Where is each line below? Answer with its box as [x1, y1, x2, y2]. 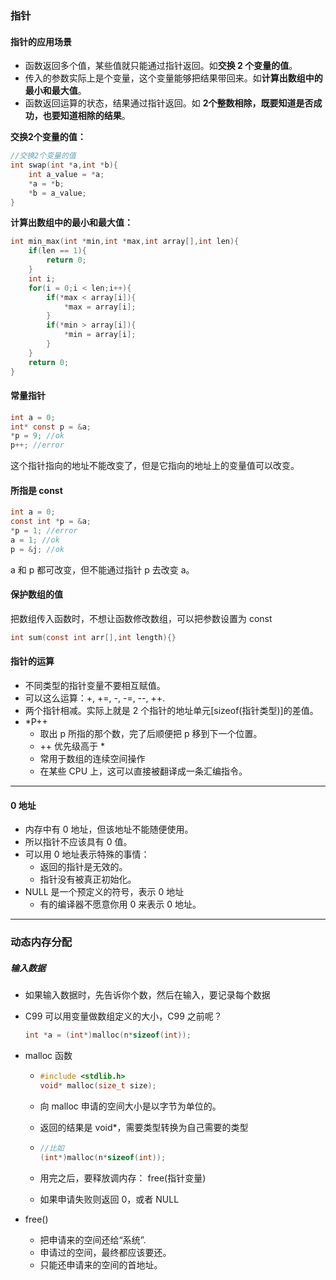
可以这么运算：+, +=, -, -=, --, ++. [24, 692, 166, 704]
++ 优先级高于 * [39, 740, 106, 752]
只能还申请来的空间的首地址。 [39, 1258, 163, 1271]
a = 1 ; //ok [10, 535, 60, 546]
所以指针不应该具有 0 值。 [24, 836, 133, 848]
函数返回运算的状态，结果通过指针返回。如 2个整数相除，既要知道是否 [24, 97, 314, 109]
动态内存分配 [10, 935, 73, 949]
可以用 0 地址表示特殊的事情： [24, 848, 150, 861]
